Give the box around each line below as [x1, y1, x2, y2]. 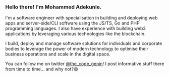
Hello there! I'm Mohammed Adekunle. [5, 3, 102, 10]
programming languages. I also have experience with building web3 [5, 25, 146, 31]
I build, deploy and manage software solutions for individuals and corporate [5, 40, 162, 46]
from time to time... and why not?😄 [5, 66, 79, 72]
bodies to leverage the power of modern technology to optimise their [5, 46, 149, 52]
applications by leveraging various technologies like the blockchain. [5, 31, 146, 37]
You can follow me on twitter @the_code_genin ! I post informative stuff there [5, 61, 164, 67]
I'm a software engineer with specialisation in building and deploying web [5, 15, 158, 21]
